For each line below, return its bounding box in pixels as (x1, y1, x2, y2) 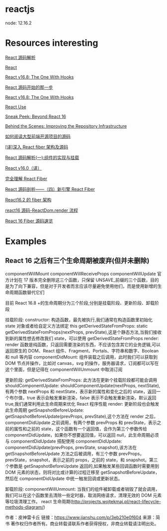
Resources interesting (5, 37, 98, 49)
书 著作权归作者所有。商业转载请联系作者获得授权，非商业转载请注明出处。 (5, 521, 159, 527)
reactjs (5, 3, 35, 15)
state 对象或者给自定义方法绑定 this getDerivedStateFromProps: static (5, 323, 148, 329)
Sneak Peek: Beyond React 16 (5, 113, 66, 119)
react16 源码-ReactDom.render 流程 (5, 207, 79, 213)
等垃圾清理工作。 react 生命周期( (5, 498, 72, 504)
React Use (5, 103, 26, 110)
